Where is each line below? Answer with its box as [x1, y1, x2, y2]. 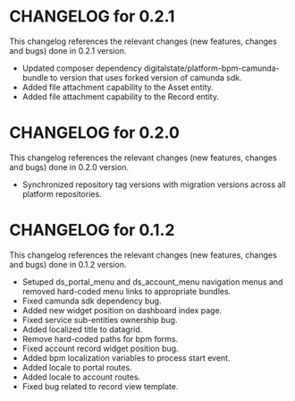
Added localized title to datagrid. [21, 324, 143, 335]
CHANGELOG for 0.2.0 [9, 123, 181, 143]
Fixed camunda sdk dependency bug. [21, 295, 162, 306]
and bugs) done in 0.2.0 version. [9, 161, 130, 172]
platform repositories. [21, 188, 102, 199]
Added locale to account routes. [21, 371, 141, 382]
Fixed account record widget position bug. [21, 343, 179, 354]
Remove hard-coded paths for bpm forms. [21, 333, 179, 344]
